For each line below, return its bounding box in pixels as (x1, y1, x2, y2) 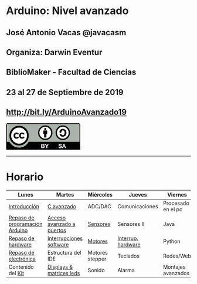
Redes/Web (163, 252, 192, 259)
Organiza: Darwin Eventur (6, 47, 103, 57)
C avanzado (47, 202, 77, 209)
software (47, 241, 69, 248)
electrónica (8, 255, 36, 262)
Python (163, 238, 181, 245)
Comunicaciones (117, 202, 158, 209)
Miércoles (87, 191, 113, 198)
